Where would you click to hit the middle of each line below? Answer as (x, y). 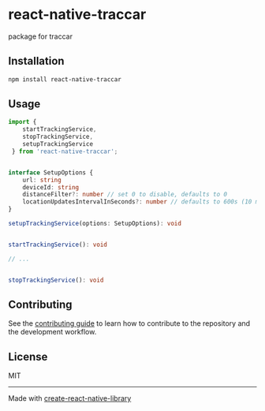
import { (22, 122)
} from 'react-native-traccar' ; (65, 151)
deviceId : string (51, 187)
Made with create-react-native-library (70, 398)
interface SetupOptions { (50, 172)
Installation (36, 61)
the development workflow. (52, 332)
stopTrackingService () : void (56, 280)
